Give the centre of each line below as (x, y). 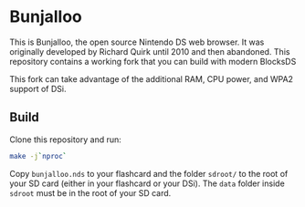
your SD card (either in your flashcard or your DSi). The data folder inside (147, 183)
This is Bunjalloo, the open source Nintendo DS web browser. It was (137, 42)
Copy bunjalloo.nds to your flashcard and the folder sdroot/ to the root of (149, 173)
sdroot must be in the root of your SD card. (90, 192)
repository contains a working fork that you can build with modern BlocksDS (153, 61)
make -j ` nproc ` (38, 156)
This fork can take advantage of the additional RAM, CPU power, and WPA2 (152, 78)
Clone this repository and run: (65, 140)
